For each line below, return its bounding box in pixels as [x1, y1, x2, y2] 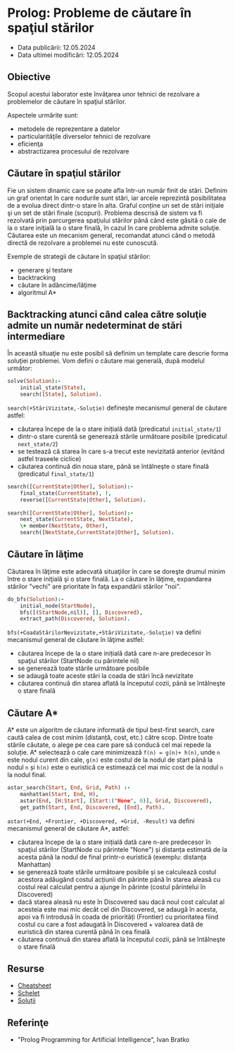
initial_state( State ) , [20, 384, 87, 391]
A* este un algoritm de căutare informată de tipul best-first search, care [7, 726, 215, 734]
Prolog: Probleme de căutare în [7, 5, 192, 21]
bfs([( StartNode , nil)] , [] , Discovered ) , [20, 609, 143, 616]
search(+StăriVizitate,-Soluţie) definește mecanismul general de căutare [7, 403, 227, 412]
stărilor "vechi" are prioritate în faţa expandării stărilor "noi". [7, 582, 182, 591]
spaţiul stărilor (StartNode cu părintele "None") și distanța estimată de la [17, 845, 227, 853]
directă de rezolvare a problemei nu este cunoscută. [7, 238, 158, 247]
